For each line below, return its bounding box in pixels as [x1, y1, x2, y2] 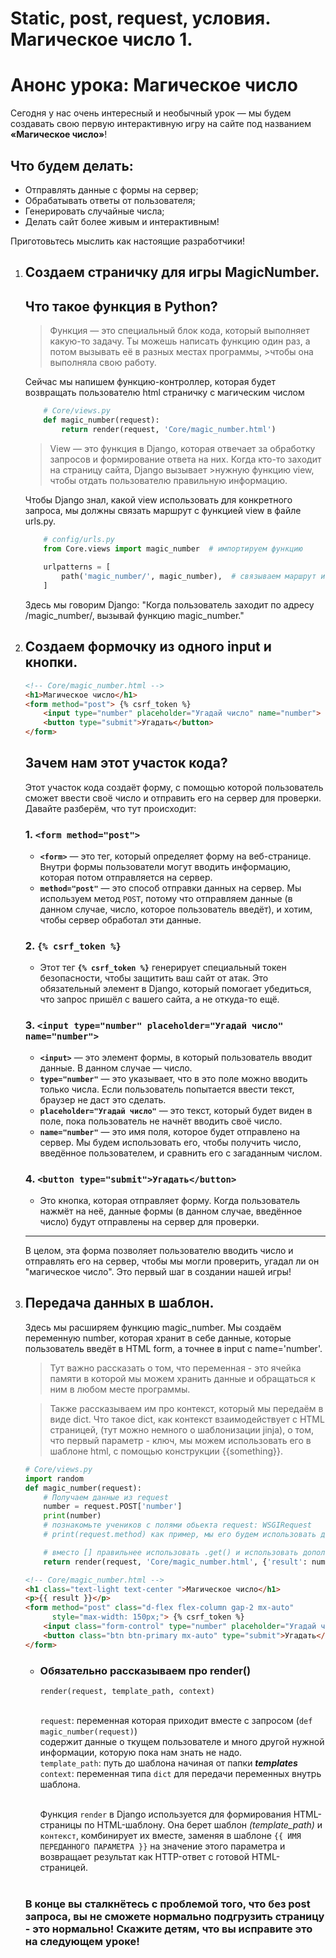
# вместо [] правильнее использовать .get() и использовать [43, 1547, 299, 1557]
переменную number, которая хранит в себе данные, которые [24, 1332, 292, 1344]
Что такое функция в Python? [24, 298, 218, 315]
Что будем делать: [10, 157, 134, 174]
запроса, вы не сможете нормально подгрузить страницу [24, 1909, 325, 1923]
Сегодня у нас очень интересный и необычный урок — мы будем [10, 107, 292, 119]
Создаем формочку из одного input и [24, 638, 272, 656]
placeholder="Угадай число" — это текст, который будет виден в [39, 1104, 313, 1116]
